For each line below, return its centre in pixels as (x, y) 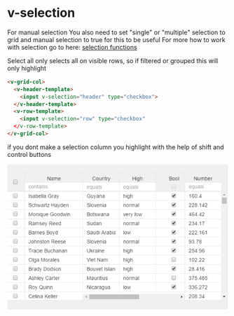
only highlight (27, 68)
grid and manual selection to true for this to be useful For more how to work (116, 39)
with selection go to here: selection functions (73, 47)
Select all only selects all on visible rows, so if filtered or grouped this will (113, 60)
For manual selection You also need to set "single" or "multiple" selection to (116, 32)
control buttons (29, 154)
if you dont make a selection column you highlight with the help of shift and (116, 147)
